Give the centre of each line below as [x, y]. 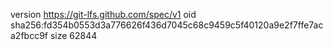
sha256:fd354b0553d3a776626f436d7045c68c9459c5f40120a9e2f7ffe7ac [167, 25]
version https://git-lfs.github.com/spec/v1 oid [103, 14]
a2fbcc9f [29, 35]
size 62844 [73, 35]
